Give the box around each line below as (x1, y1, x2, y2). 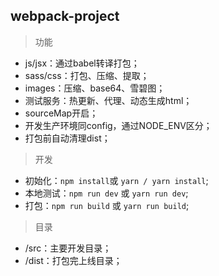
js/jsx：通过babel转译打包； (24, 57, 140, 69)
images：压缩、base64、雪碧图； (24, 82, 166, 94)
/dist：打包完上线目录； (24, 254, 123, 266)
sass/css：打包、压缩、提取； (24, 69, 150, 81)
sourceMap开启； (24, 107, 99, 119)
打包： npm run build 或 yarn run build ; (24, 199, 190, 211)
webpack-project (10, 8, 120, 25)
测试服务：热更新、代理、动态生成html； (24, 94, 193, 106)
